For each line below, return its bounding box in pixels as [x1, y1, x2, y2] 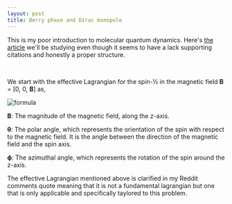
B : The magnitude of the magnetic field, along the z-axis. [7, 112, 170, 120]
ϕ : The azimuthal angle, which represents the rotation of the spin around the [7, 153, 225, 162]
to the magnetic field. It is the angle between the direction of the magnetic [7, 133, 219, 141]
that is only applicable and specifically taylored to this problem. [7, 189, 188, 197]
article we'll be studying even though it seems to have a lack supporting [7, 43, 213, 51]
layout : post [7, 10, 45, 17]
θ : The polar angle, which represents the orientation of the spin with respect [7, 125, 224, 133]
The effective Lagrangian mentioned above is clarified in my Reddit [7, 174, 199, 182]
